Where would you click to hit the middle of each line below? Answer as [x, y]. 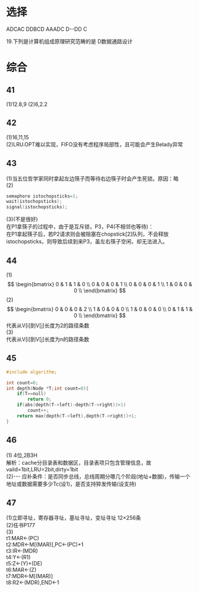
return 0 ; [40, 399]
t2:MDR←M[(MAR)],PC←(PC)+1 [45, 544]
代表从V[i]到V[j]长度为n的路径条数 [48, 339]
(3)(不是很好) [22, 219]
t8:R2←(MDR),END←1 [33, 582]
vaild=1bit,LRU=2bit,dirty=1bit [42, 469]
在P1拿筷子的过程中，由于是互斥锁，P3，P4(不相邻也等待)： [80, 227]
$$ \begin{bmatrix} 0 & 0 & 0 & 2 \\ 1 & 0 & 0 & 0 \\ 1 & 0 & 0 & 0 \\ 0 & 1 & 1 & [100, 309]
